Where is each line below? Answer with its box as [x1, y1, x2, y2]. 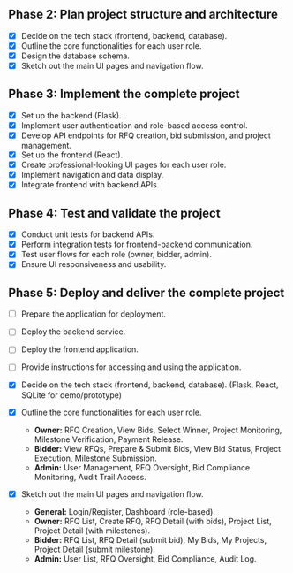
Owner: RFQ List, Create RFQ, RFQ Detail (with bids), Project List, [34, 516, 273, 526]
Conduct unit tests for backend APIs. [20, 229, 155, 240]
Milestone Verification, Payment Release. [34, 433, 184, 445]
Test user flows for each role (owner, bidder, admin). [20, 249, 213, 260]
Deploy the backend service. [20, 326, 126, 337]
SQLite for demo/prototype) [20, 389, 123, 401]
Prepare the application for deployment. [20, 309, 167, 319]
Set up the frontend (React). [20, 149, 124, 160]
